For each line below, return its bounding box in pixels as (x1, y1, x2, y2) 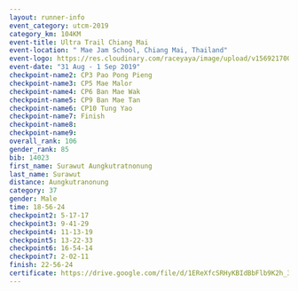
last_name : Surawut (9, 169, 82, 178)
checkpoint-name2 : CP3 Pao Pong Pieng (9, 71, 153, 80)
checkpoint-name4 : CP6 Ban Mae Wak (9, 87, 141, 96)
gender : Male (9, 194, 58, 204)
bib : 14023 (9, 153, 50, 162)
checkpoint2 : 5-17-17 (9, 210, 90, 220)
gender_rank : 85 (9, 145, 69, 153)
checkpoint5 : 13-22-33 (9, 236, 93, 245)
